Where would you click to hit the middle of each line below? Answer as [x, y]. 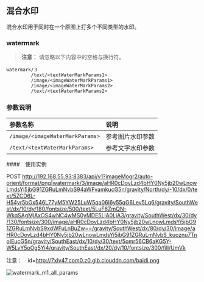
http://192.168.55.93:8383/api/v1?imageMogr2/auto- [88, 176]
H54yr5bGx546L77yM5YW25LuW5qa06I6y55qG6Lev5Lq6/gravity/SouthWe [102, 203]
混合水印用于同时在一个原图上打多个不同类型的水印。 [73, 27]
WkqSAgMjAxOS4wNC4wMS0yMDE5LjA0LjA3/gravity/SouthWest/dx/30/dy [102, 215]
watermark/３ [22, 70]
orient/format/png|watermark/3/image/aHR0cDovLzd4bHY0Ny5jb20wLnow [102, 183]
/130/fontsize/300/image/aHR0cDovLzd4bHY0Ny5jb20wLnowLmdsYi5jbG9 [101, 222]
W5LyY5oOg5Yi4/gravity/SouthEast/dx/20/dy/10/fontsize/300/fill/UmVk [96, 248]
